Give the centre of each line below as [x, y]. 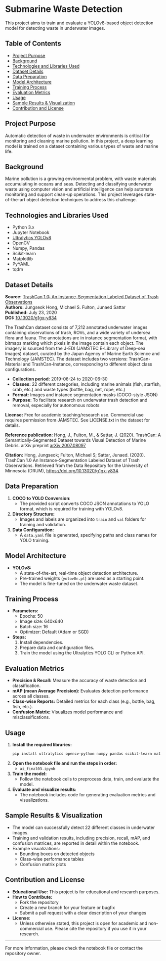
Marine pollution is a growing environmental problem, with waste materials [81, 179]
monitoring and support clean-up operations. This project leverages [74, 194]
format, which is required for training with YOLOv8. [71, 508]
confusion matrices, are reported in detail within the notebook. [76, 843]
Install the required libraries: [42, 745]
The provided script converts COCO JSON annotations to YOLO [84, 503]
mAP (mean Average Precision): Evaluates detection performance [80, 691]
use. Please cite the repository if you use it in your [96, 928]
